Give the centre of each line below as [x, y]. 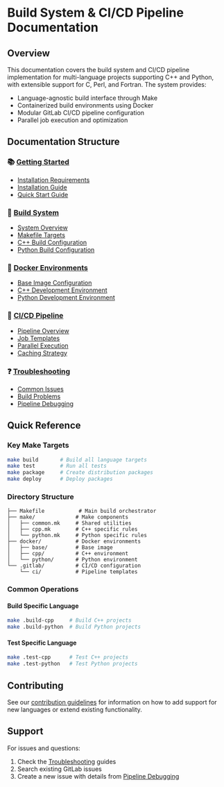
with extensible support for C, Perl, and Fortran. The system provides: [107, 84]
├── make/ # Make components [68, 517]
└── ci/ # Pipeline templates [79, 572]
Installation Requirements [53, 180]
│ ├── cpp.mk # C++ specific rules [72, 530]
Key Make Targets [38, 446]
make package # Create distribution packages [80, 473]
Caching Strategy [42, 353]
